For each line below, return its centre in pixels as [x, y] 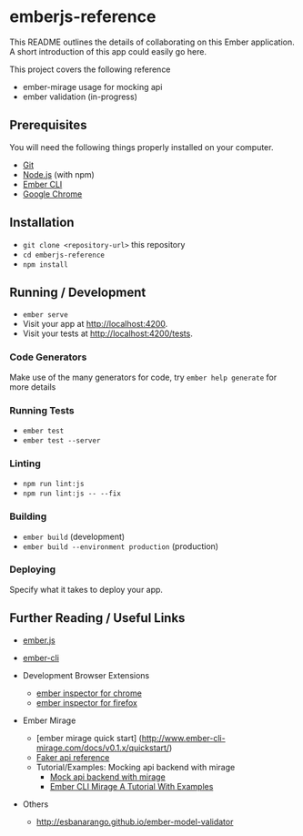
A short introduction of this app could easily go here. [108, 51]
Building [28, 516]
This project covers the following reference [90, 69]
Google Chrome [52, 194]
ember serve [45, 315]
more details [33, 387]
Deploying [33, 569]
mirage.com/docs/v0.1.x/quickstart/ [103, 748]
